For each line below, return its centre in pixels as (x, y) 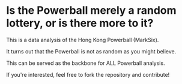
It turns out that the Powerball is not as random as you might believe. (91, 51)
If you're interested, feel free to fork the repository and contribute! (88, 74)
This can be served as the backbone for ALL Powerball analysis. (86, 63)
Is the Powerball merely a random (91, 10)
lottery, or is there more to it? (80, 23)
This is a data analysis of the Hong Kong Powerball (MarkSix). (83, 40)
